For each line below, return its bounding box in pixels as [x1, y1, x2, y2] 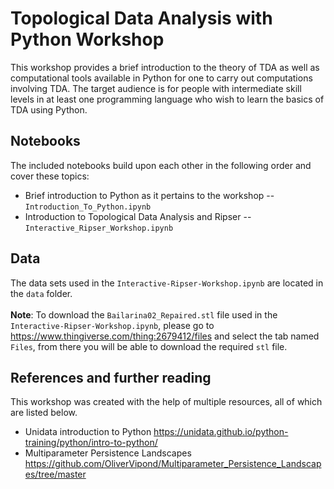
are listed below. [10, 407, 78, 419]
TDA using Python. [10, 103, 88, 116]
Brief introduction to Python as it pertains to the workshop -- [24, 189, 275, 201]
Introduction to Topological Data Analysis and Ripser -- [24, 210, 252, 222]
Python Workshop [10, 28, 165, 51]
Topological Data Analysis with [10, 7, 273, 30]
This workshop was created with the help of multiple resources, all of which [10, 396, 323, 408]
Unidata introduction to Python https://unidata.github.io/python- [24, 426, 289, 438]
